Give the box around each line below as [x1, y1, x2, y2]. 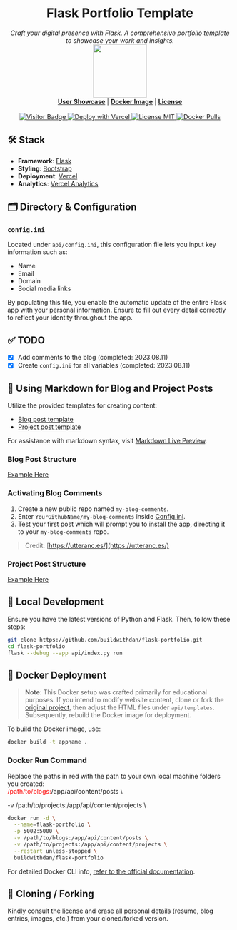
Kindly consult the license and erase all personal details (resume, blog [7, 906, 214, 915]
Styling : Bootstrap [17, 164, 73, 173]
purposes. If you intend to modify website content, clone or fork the [24, 696, 224, 704]
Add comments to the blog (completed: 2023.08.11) [17, 353, 168, 362]
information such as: [7, 248, 68, 256]
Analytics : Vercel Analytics [17, 179, 99, 188]
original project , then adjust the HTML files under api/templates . [24, 703, 215, 712]
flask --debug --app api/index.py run [7, 650, 123, 657]
